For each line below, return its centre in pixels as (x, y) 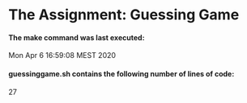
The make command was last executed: (77, 37)
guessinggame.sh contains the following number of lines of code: (121, 73)
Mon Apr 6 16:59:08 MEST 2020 (62, 56)
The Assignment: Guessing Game (124, 15)
